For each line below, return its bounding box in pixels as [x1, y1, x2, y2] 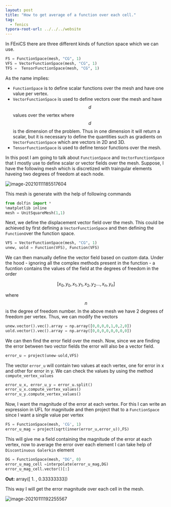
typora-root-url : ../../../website [5, 27, 81, 32]
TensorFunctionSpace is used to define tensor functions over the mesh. [12, 144, 162, 151]
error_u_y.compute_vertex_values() [5, 392, 81, 397]
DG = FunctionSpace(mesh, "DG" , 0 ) [5, 457, 81, 462]
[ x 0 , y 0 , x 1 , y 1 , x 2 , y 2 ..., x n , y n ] [57, 281, 115, 288]
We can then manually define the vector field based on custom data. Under [5, 255, 164, 261]
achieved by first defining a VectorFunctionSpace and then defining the [5, 225, 154, 231]
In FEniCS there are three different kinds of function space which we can [5, 41, 159, 47]
